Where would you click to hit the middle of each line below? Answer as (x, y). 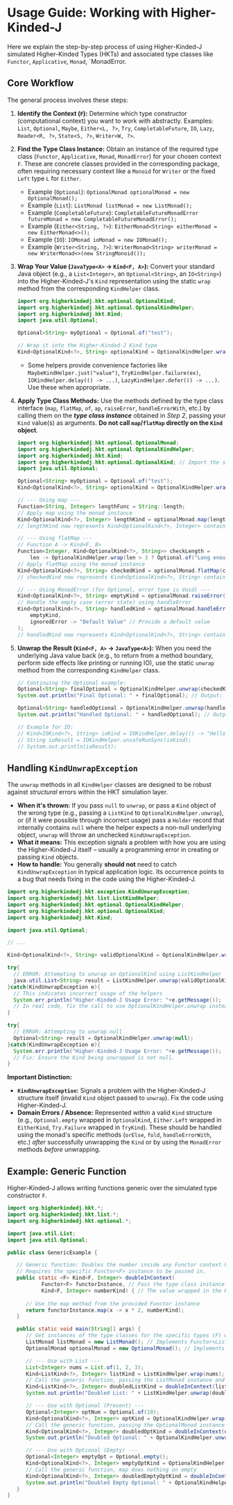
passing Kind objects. (48, 857)
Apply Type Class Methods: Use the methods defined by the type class (120, 401)
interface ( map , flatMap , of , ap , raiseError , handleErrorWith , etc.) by (114, 408)
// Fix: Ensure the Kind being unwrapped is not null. (94, 1058)
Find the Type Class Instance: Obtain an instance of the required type (118, 149)
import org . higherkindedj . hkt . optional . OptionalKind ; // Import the (118, 462)
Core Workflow (41, 84)
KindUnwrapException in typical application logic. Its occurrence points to (121, 872)
